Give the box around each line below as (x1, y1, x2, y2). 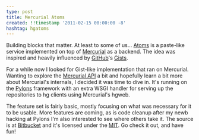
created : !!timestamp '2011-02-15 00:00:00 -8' (6, 20, 127, 26)
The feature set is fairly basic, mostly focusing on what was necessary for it (6, 102, 192, 110)
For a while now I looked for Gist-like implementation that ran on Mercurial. (6, 66, 189, 73)
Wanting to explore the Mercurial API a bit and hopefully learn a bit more (6, 72, 183, 79)
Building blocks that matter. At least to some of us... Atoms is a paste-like (6, 42, 185, 49)
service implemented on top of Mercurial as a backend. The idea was (6, 48, 176, 55)
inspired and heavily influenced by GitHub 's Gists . (6, 54, 128, 61)
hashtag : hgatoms (6, 25, 49, 32)
